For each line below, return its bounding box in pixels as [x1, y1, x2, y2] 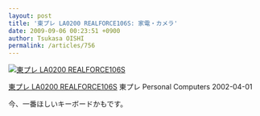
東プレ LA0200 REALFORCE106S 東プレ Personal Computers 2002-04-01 [8, 82, 253, 92]
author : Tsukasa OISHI [8, 34, 85, 43]
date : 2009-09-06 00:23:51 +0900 [8, 27, 121, 35]
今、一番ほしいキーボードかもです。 [8, 99, 128, 109]
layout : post [8, 11, 52, 20]
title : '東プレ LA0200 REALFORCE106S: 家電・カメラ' [8, 19, 179, 27]
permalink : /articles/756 [8, 42, 95, 50]
